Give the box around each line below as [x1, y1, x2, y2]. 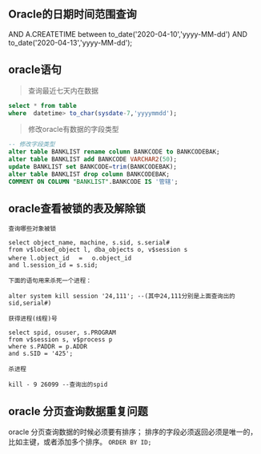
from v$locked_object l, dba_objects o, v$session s [8, 246, 188, 254]
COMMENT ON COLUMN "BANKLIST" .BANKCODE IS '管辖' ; [8, 177, 179, 185]
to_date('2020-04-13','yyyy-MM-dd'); [8, 38, 133, 47]
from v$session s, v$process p [8, 336, 113, 344]
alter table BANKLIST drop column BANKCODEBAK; [8, 170, 171, 178]
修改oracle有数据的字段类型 [27, 125, 119, 134]
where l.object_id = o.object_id [8, 254, 132, 262]
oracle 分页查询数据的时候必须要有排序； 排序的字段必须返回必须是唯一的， [8, 427, 258, 437]
